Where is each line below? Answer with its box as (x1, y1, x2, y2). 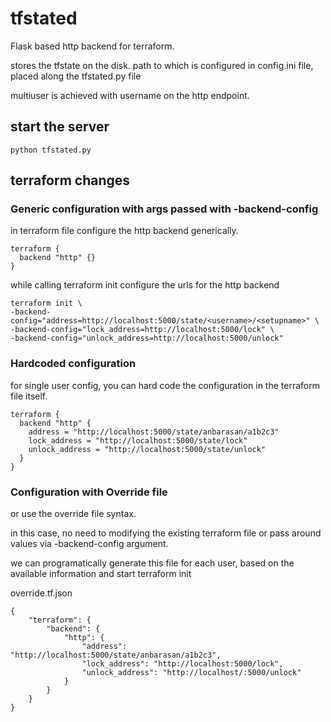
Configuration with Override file (10, 485, 168, 499)
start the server (10, 118, 110, 136)
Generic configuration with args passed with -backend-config (10, 202, 319, 216)
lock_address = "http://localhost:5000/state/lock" (28, 435, 248, 446)
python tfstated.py (10, 145, 92, 155)
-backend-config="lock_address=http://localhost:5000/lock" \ (10, 325, 275, 335)
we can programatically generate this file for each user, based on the (10, 557, 295, 569)
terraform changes (10, 172, 131, 189)
